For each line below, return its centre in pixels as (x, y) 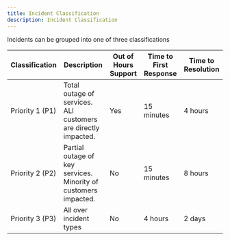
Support (123, 73)
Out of (123, 56)
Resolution (202, 69)
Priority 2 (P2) (34, 173)
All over (75, 210)
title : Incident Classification (53, 13)
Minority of (81, 181)
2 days (195, 218)
